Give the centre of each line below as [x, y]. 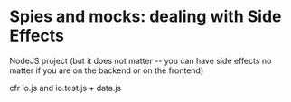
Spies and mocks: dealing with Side [145, 17]
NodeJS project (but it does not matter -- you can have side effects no [141, 60]
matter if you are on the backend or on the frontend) [107, 70]
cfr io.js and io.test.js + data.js [66, 88]
